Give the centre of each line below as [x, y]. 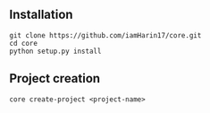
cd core [24, 43]
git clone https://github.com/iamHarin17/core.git [105, 35]
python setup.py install [55, 51]
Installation [41, 15]
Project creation [55, 78]
